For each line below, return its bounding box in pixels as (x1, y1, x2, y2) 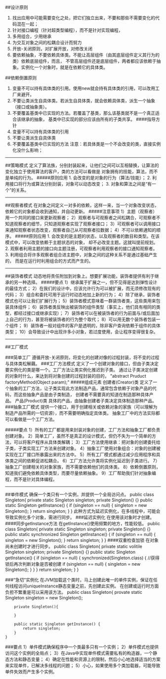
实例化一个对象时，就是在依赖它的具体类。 (21, 64, 108, 70)
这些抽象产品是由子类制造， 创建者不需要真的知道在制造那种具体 (18, 391, 149, 397)
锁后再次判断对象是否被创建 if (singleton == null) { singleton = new (5, 561, 141, 567)
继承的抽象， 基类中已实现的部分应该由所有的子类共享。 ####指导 (21, 116, 156, 122)
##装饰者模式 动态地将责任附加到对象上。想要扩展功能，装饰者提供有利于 (5, 273, 155, 279)
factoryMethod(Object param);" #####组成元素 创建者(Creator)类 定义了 (5, 379, 153, 385)
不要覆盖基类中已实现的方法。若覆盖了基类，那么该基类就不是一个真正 (12, 110, 156, 116)
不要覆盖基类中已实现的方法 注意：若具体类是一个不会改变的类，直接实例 (12, 141, 161, 147)
